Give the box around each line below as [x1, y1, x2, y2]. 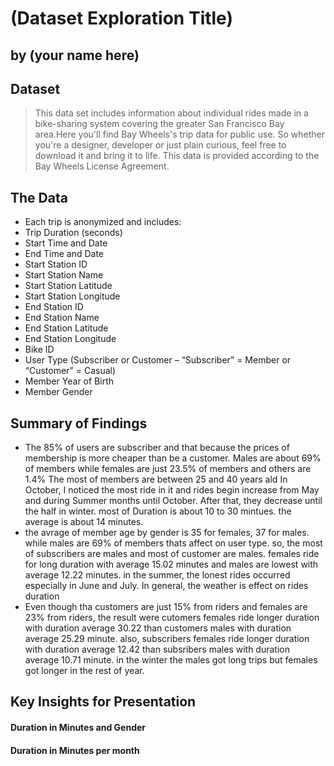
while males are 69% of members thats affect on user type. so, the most [24, 537, 323, 549]
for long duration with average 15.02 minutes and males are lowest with [24, 558, 319, 571]
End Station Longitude [24, 333, 117, 345]
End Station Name [24, 312, 100, 324]
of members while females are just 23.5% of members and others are [24, 463, 312, 475]
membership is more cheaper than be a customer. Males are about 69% [24, 452, 322, 464]
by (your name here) [10, 47, 140, 64]
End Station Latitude [24, 322, 109, 334]
